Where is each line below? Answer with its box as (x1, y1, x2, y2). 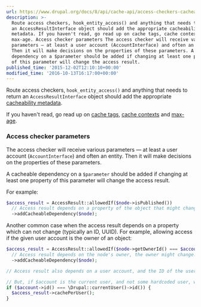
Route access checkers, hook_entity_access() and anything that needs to (6, 86, 188, 94)
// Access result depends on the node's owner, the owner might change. (11, 252, 197, 258)
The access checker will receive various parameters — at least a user (6, 146, 178, 153)
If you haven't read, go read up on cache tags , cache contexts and (6, 111, 170, 118)
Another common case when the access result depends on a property (6, 222, 179, 229)
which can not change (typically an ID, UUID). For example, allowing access (6, 228, 193, 236)
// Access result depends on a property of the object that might (11, 205, 181, 212)
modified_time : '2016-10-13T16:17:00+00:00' (6, 70, 119, 76)
